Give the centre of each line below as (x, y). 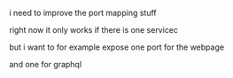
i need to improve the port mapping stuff (83, 13)
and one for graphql (46, 64)
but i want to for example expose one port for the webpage (116, 47)
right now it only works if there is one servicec (94, 30)
